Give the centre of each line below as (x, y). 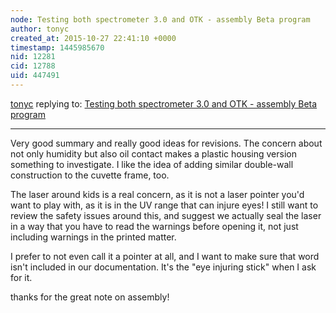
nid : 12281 (33, 57)
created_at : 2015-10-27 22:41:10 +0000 (93, 38)
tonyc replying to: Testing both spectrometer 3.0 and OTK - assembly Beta (164, 103)
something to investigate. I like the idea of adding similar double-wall (152, 164)
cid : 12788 (33, 66)
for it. (21, 277)
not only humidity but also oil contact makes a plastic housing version (153, 153)
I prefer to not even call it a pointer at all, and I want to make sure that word (165, 256)
